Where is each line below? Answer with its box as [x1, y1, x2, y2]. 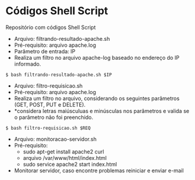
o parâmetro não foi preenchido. [14, 114, 94, 121]
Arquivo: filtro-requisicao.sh [14, 82, 83, 89]
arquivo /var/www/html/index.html [23, 154, 107, 161]
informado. [14, 60, 41, 67]
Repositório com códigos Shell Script [5, 24, 96, 31]
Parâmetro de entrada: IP [14, 47, 76, 54]
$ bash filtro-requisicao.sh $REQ [5, 125, 91, 131]
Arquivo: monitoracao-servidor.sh [14, 135, 97, 143]
